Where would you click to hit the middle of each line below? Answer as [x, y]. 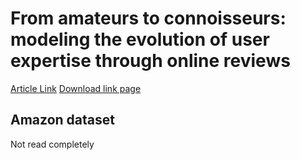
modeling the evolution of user [140, 39]
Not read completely [52, 144]
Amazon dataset [62, 120]
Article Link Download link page [76, 88]
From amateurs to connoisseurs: [148, 18]
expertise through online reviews [150, 61]
